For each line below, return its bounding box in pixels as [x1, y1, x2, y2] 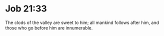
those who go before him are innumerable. [5, 24, 93, 30]
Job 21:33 [5, 3, 47, 14]
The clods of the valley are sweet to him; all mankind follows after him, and [5, 19, 159, 25]
